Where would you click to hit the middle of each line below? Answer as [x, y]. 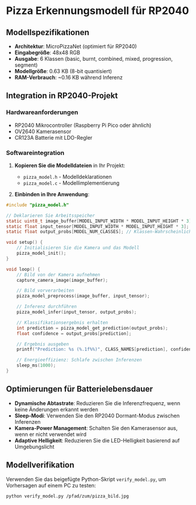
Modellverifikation [40, 465]
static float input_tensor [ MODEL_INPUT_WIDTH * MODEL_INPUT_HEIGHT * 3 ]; [98, 226]
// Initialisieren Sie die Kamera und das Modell [78, 248]
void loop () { [23, 269]
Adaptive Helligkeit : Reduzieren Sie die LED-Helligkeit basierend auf [97, 440]
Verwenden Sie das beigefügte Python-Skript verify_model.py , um [86, 479]
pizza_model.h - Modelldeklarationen [67, 177]
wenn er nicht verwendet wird [50, 434]
